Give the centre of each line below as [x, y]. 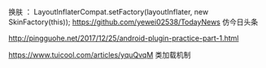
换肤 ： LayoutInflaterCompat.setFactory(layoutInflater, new [109, 12]
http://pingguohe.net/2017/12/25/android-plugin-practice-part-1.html [124, 38]
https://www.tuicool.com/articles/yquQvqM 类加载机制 [100, 55]
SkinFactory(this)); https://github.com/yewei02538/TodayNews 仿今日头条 [133, 22]
